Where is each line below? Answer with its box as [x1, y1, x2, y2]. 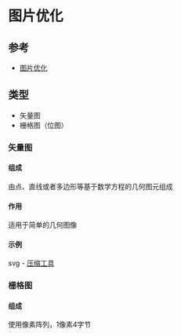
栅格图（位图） [19, 120, 68, 130]
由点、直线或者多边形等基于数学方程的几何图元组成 [8, 181, 173, 191]
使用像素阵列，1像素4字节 [8, 320, 92, 330]
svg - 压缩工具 [8, 258, 55, 268]
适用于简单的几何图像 [8, 221, 77, 230]
